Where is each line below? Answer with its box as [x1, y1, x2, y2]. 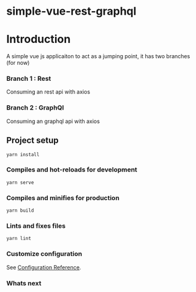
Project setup [6, 135, 59, 146]
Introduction [6, 32, 71, 47]
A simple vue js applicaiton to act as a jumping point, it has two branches [6, 53, 190, 60]
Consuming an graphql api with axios [6, 118, 100, 125]
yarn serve [6, 179, 34, 185]
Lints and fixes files [6, 222, 66, 230]
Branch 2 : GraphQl [6, 103, 64, 112]
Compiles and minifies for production [6, 193, 119, 202]
